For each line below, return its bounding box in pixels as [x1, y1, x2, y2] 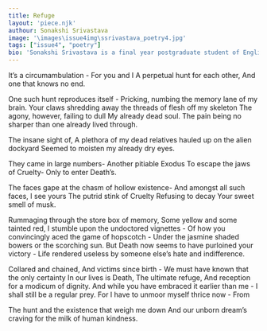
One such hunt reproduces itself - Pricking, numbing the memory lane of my [8, 95, 258, 103]
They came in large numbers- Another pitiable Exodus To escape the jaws [8, 159, 250, 168]
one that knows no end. [8, 79, 86, 88]
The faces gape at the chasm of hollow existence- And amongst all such [8, 183, 246, 192]
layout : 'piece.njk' [8, 19, 77, 27]
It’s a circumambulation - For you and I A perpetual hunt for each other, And [8, 71, 256, 80]
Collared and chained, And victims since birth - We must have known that [8, 264, 249, 274]
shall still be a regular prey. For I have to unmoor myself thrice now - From [8, 290, 250, 299]
